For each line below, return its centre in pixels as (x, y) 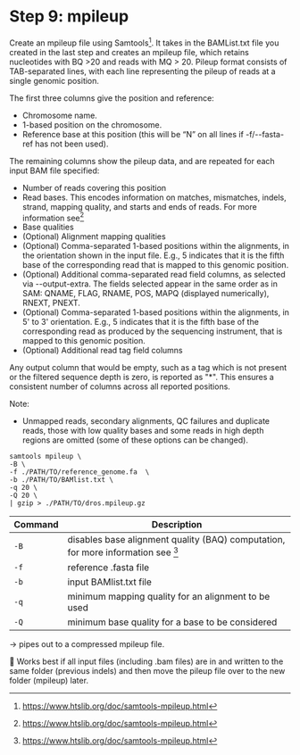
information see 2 (53, 217)
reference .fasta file (108, 567)
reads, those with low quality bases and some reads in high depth (143, 431)
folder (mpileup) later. (49, 680)
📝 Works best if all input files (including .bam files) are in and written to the (146, 661)
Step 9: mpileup (69, 17)
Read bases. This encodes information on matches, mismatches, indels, (154, 197)
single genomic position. (54, 80)
